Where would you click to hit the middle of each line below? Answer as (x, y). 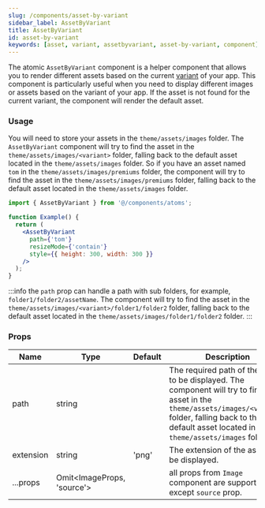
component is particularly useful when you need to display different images (131, 84)
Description (228, 357)
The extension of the (207, 450)
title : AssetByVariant (45, 30)
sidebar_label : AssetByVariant (60, 23)
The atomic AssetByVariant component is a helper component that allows (127, 67)
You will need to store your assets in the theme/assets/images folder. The (126, 138)
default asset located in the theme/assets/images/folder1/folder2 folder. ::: (130, 316)
